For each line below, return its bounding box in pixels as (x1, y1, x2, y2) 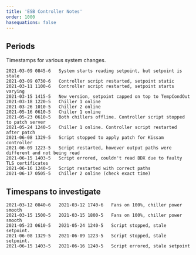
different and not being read (6, 150, 80, 156)
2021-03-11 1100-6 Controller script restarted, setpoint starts (6, 83, 175, 90)
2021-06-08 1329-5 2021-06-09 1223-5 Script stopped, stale (6, 233, 167, 239)
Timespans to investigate (6, 186, 101, 196)
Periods (6, 41, 35, 51)
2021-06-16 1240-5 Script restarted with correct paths (6, 165, 151, 172)
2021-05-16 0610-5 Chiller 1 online (6, 109, 101, 115)
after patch (6, 130, 35, 135)
